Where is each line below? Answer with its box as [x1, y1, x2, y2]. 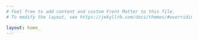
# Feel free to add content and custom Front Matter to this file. [6, 8, 176, 15]
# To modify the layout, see [6, 14, 78, 20]
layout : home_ [6, 25, 41, 31]
